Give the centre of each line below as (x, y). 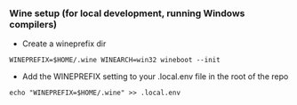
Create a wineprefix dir (64, 44)
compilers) (33, 24)
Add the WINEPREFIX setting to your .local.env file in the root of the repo (155, 77)
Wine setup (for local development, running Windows (127, 13)
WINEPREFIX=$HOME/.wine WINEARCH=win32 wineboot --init (115, 61)
